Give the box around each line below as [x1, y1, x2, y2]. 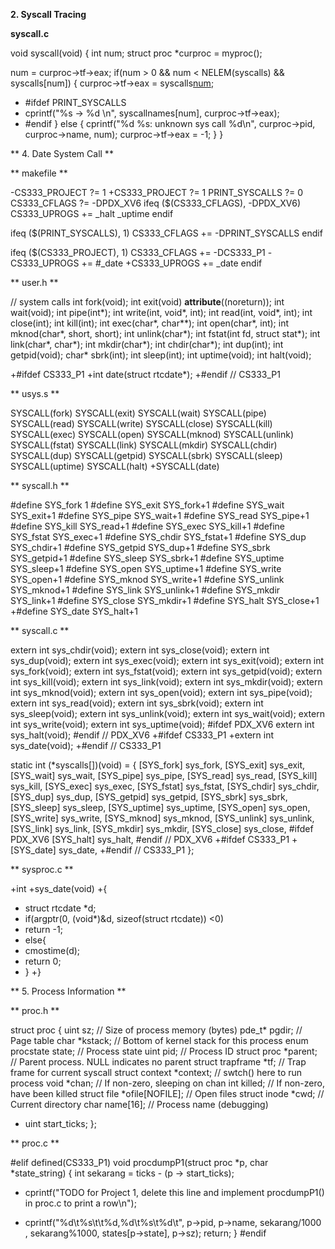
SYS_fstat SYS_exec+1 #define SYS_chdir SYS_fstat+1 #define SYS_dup [10, 531, 307, 543]
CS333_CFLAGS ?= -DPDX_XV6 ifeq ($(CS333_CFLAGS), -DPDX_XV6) [10, 197, 302, 209]
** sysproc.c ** [10, 864, 74, 875]
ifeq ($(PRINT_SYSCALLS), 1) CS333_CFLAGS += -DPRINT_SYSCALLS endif [10, 227, 323, 239]
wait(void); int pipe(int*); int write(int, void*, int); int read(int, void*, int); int [10, 307, 313, 318]
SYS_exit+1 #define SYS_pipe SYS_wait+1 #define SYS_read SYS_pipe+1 [10, 510, 310, 521]
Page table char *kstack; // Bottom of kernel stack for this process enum [10, 1035, 309, 1046]
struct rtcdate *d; [24, 902, 97, 914]
